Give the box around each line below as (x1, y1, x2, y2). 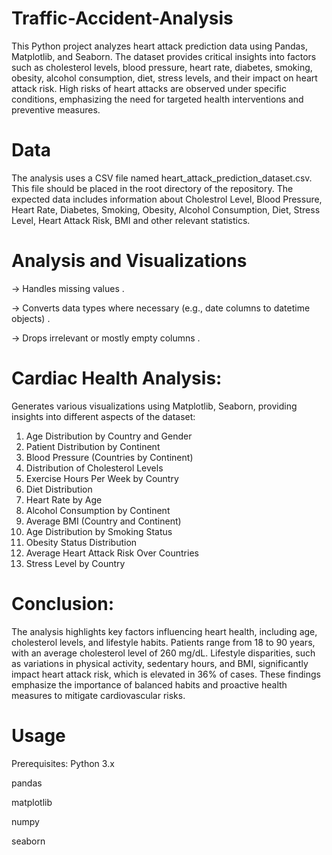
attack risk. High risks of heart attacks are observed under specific (11, 82, 287, 94)
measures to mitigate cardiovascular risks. (11, 689, 186, 701)
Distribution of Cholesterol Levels (25, 462, 164, 474)
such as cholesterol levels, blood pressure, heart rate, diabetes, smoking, (11, 61, 313, 73)
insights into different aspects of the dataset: (11, 410, 196, 422)
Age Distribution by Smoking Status (25, 525, 173, 537)
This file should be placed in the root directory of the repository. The (11, 182, 294, 194)
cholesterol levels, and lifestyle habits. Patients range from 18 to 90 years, (11, 636, 316, 648)
